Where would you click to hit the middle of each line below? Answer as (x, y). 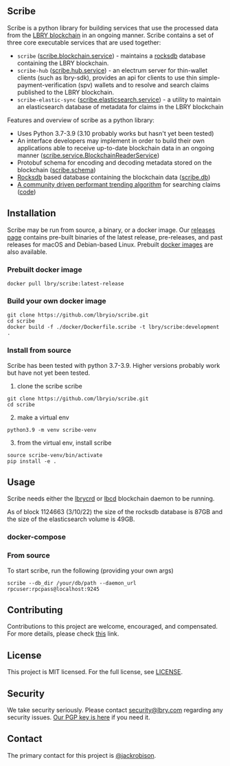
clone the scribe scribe (49, 386)
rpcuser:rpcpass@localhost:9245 (53, 589)
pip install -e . (32, 461)
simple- (209, 78)
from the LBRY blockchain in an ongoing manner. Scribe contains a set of (111, 35)
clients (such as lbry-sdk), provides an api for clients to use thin (107, 78)
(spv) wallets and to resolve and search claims (143, 84)
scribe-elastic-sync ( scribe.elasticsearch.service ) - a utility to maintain (119, 100)
